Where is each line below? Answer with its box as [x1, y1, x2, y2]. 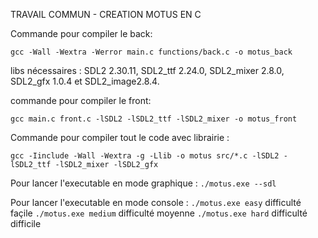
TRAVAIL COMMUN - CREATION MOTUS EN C [10, 9, 202, 20]
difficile [10, 218, 42, 229]
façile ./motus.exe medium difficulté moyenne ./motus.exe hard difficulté [10, 207, 308, 219]
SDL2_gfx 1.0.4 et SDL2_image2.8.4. [10, 75, 160, 87]
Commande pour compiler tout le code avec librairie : [10, 132, 230, 143]
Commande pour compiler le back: [10, 28, 153, 39]
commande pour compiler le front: [10, 95, 152, 106]
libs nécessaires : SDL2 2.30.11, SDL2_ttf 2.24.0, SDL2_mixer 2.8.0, [10, 65, 285, 76]
